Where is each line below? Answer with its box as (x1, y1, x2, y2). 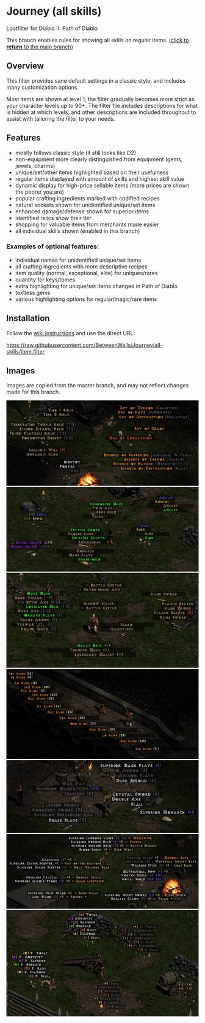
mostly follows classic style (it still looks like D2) (15, 149, 136, 156)
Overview (6, 61, 45, 71)
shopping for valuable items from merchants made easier (15, 221, 160, 228)
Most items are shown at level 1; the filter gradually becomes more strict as (6, 95, 195, 102)
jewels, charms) (15, 162, 56, 169)
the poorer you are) (15, 188, 64, 196)
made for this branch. (6, 388, 61, 396)
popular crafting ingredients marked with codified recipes (15, 194, 160, 202)
